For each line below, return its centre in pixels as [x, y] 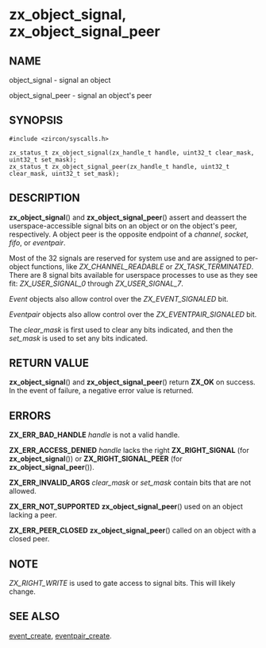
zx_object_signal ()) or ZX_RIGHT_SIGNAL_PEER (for [96, 459]
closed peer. [29, 539]
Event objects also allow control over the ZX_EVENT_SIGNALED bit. [119, 299]
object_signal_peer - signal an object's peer [81, 96]
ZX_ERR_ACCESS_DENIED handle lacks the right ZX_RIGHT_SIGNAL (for [129, 451]
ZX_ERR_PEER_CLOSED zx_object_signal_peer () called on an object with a [133, 530]
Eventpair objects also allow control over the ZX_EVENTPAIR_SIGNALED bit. [133, 314]
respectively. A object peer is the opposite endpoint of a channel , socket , [129, 234]
